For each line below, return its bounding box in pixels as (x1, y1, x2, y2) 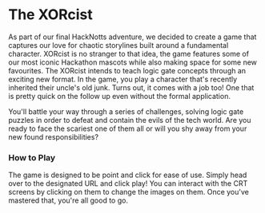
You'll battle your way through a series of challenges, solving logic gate (8, 106, 244, 116)
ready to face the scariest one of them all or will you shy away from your (8, 124, 247, 133)
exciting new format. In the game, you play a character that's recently (8, 74, 238, 84)
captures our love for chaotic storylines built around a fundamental (8, 40, 229, 49)
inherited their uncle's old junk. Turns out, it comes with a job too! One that (8, 82, 255, 93)
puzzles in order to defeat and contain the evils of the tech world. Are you (8, 115, 251, 124)
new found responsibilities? (8, 132, 98, 141)
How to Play (8, 152, 56, 163)
